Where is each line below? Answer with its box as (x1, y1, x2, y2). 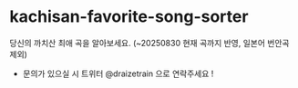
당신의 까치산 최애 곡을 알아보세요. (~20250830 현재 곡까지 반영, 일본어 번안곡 (9, 37, 290, 48)
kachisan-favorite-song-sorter (9, 6, 249, 27)
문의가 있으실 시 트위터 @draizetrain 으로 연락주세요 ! (22, 68, 214, 79)
